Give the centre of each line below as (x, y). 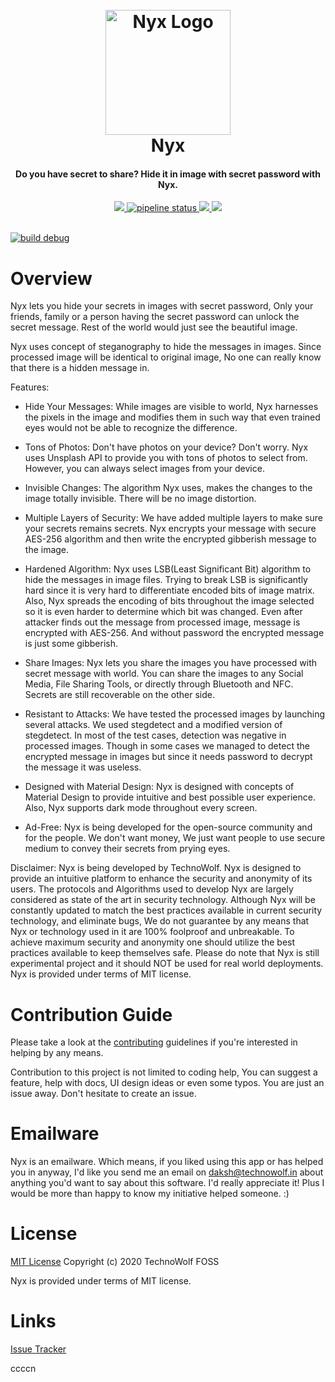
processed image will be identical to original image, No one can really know (166, 357)
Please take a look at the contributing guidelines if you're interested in (154, 1042)
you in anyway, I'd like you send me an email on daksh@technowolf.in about (167, 1172)
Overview (51, 278)
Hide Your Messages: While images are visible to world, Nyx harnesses (171, 407)
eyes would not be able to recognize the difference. (131, 428)
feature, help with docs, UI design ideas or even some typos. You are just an (167, 1083)
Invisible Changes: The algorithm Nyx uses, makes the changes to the (168, 488)
